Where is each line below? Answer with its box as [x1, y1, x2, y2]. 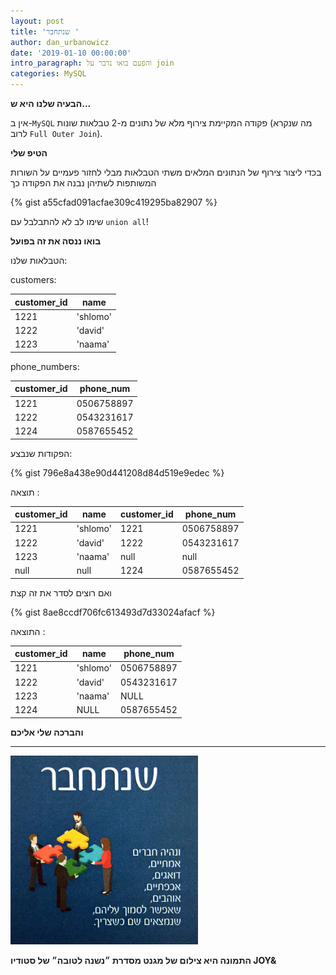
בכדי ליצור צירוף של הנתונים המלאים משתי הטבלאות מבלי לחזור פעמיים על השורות [10, 166, 322, 178]
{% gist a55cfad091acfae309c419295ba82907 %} [10, 196, 218, 208]
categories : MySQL [10, 69, 87, 79]
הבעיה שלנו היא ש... [10, 98, 92, 109]
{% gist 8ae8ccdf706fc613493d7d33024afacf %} [10, 606, 216, 618]
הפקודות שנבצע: [10, 447, 73, 459]
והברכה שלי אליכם [10, 726, 84, 738]
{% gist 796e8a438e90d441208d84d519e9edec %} [10, 466, 225, 479]
